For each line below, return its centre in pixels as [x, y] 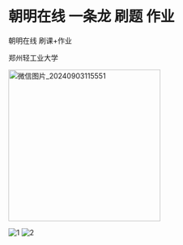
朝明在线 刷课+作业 [40, 40]
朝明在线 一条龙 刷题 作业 [91, 17]
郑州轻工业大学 [33, 57]
